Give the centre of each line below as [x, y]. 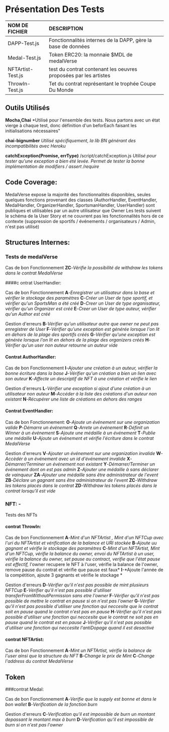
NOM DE [18, 25]
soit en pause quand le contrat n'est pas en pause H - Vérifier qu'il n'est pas [83, 612]
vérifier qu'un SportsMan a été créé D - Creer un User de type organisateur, [83, 303]
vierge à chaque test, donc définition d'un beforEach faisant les [71, 125]
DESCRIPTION [66, 28]
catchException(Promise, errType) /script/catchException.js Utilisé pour [81, 155]
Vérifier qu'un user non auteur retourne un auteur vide [62, 345]
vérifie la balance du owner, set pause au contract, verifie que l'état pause [83, 559]
